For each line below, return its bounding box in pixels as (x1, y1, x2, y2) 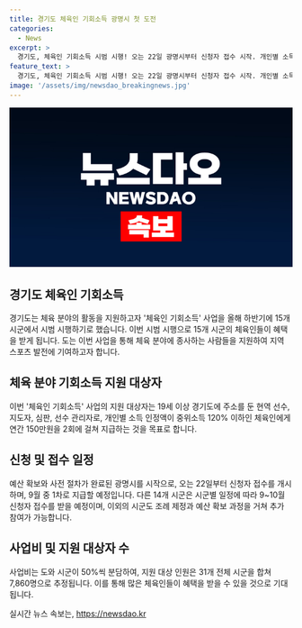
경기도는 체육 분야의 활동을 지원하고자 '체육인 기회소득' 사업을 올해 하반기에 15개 (9, 313, 290, 323)
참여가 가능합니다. (9, 512, 73, 523)
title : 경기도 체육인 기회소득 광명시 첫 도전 (9, 14, 156, 23)
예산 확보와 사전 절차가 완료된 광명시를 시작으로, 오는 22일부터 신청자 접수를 (9, 478, 276, 488)
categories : (9, 23, 54, 33)
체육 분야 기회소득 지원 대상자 (9, 375, 163, 391)
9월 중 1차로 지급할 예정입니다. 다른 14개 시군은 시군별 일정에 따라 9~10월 (28, 489, 286, 500)
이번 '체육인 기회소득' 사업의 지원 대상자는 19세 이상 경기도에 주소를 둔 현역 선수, (9, 401, 290, 412)
